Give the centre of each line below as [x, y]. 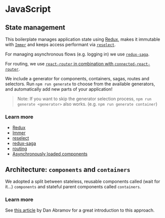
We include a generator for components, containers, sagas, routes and [77, 79]
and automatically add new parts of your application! [59, 89]
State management [35, 27]
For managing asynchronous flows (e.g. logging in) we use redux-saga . [77, 54]
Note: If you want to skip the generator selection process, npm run [84, 99]
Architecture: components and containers [68, 169]
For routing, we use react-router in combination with [59, 64]
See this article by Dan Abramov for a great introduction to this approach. [80, 210]
